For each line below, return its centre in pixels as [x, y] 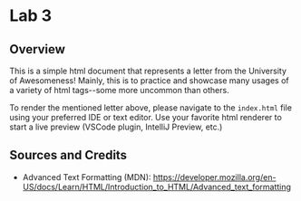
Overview [38, 49]
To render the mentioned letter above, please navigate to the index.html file [151, 108]
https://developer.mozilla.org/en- [214, 177]
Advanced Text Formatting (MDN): [87, 177]
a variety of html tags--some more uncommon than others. [119, 90]
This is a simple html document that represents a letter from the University [148, 71]
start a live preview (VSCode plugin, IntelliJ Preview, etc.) [116, 127]
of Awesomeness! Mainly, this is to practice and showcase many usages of [149, 81]
